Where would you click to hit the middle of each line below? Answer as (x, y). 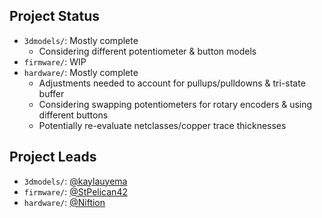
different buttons (73, 115)
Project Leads (53, 157)
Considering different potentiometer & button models (147, 51)
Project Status (55, 16)
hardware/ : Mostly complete (81, 72)
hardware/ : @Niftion (64, 202)
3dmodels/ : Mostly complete (81, 40)
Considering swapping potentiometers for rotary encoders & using (175, 104)
